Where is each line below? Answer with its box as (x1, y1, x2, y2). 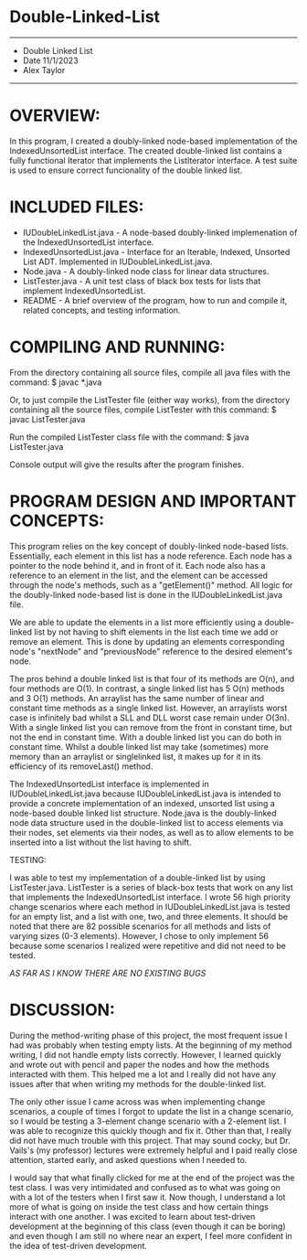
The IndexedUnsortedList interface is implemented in (9, 778, 209, 789)
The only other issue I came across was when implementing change (9, 1095, 266, 1107)
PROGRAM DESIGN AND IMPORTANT (9, 491, 297, 511)
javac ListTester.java (9, 413, 86, 424)
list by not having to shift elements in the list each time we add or (34, 626, 279, 637)
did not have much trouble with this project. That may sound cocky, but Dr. (9, 1135, 291, 1146)
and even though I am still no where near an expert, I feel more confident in (9, 1230, 292, 1241)
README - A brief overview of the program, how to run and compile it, (22, 294, 288, 305)
